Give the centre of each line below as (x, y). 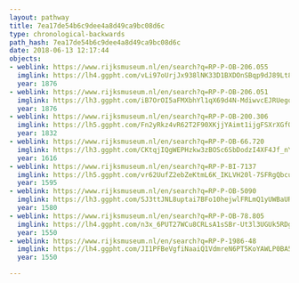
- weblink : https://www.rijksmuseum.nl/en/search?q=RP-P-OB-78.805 (137, 216)
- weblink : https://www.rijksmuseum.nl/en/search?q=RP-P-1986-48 (133, 241)
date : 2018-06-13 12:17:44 (59, 51)
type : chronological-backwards (67, 34)
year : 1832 (37, 133)
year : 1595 (37, 183)
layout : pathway (39, 17)
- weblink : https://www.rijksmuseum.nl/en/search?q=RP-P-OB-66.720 (137, 141)
